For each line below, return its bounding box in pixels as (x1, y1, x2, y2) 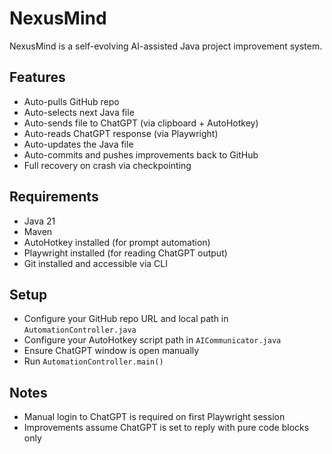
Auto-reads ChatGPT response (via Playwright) (23, 127, 219, 139)
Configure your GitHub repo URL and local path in (23, 313, 229, 325)
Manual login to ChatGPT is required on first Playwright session (23, 411, 286, 423)
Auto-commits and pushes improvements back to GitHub (23, 148, 259, 161)
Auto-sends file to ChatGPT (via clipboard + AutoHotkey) (23, 117, 259, 129)
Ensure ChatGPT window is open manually (23, 345, 200, 357)
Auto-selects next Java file (23, 106, 135, 118)
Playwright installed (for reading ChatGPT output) (23, 247, 228, 259)
